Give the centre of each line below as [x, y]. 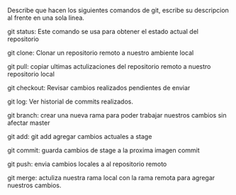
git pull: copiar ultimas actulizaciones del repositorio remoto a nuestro [109, 66]
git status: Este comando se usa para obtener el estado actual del [103, 32]
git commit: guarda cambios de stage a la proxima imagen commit [103, 150]
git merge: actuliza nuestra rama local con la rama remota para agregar [111, 178]
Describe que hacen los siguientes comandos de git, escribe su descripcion [118, 10]
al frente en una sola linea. [46, 18]
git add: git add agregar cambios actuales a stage [80, 136]
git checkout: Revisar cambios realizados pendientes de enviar [99, 88]
